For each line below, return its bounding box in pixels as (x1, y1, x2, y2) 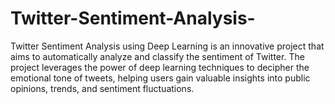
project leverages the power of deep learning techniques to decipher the (10, 61, 310, 73)
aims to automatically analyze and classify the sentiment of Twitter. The (10, 50, 305, 62)
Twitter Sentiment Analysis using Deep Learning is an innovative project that (10, 40, 325, 52)
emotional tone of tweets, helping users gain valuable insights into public (10, 72, 311, 84)
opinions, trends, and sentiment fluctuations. (10, 82, 195, 94)
